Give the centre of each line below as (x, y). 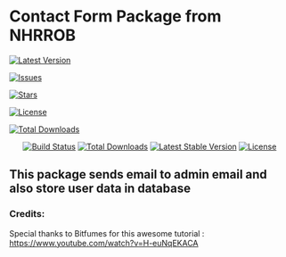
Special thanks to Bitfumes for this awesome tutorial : (107, 233)
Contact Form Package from (115, 17)
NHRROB (43, 35)
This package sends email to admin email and (138, 174)
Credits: (27, 214)
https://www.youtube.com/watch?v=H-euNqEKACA (104, 243)
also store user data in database (100, 189)
